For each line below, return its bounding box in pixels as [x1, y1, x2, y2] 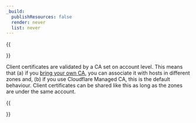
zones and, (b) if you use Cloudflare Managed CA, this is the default [6, 76, 170, 83]
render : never [11, 19, 46, 25]
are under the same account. [6, 88, 76, 95]
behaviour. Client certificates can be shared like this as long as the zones [6, 82, 183, 89]
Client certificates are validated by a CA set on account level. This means [6, 64, 183, 71]
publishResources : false [11, 14, 72, 20]
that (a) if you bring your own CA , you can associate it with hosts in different [6, 69, 190, 76]
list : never [11, 24, 41, 31]
